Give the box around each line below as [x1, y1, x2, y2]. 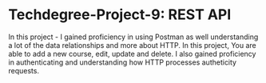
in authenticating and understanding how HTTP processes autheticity [8, 57, 237, 67]
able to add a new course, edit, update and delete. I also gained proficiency [8, 49, 256, 58]
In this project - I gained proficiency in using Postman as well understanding [8, 32, 259, 41]
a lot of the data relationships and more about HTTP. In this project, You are [8, 40, 257, 49]
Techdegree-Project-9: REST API [8, 6, 232, 24]
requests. [8, 65, 40, 75]
